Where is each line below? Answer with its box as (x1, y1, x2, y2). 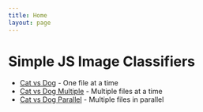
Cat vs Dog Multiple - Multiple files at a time (19, 87, 164, 96)
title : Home (8, 11, 47, 20)
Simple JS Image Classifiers (8, 52, 196, 70)
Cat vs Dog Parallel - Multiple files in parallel (19, 95, 164, 104)
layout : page (8, 19, 51, 27)
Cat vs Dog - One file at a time (19, 78, 118, 88)
